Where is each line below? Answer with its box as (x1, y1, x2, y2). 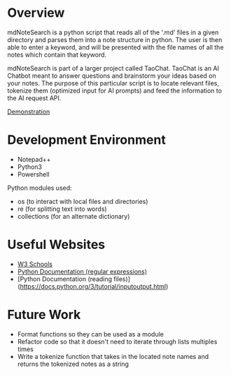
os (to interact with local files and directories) (17, 197, 148, 205)
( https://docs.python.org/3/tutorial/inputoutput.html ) (17, 282, 169, 290)
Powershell (17, 170, 50, 178)
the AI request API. (7, 93, 62, 102)
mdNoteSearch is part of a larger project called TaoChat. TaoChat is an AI (7, 64, 219, 72)
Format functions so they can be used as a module (17, 329, 164, 338)
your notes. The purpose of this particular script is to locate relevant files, (7, 79, 219, 87)
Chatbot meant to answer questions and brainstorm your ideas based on (7, 71, 217, 80)
